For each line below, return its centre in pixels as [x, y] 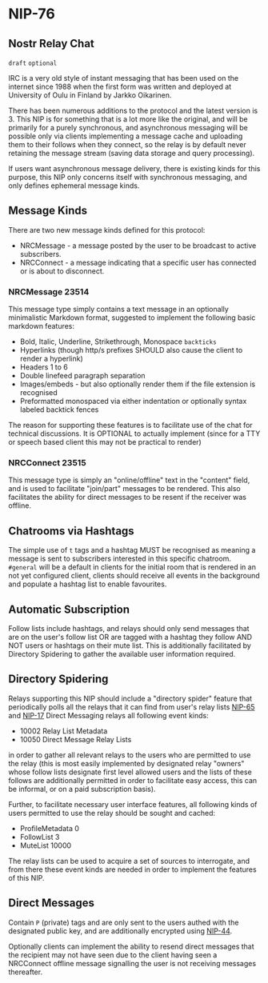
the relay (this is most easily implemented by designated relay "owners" [126, 763]
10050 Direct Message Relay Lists [76, 739]
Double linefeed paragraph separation [82, 376]
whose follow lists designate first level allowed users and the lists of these [130, 772]
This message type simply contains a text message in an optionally [119, 310]
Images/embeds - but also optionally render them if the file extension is [138, 384]
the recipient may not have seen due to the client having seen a [113, 955]
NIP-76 [32, 14]
